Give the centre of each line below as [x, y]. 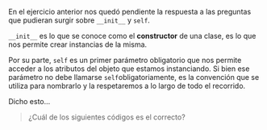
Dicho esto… [29, 101]
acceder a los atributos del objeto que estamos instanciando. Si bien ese [129, 69]
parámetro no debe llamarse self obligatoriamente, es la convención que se [134, 77]
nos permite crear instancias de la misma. [78, 44]
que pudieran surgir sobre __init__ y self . [79, 20]
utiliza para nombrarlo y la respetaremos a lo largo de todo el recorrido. [127, 86]
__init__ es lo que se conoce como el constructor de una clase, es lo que [132, 36]
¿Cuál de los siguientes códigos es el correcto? [106, 117]
